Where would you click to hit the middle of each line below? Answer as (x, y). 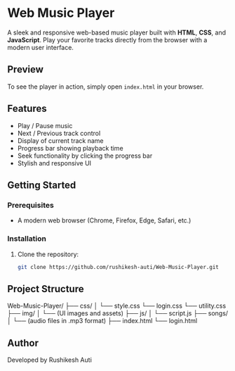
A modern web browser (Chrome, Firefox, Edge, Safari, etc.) (104, 220)
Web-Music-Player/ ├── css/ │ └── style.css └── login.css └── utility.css (117, 306)
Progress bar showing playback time (70, 148)
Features (27, 109)
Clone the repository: (48, 254)
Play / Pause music (45, 125)
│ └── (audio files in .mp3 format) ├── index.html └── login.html (102, 321)
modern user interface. (40, 47)
